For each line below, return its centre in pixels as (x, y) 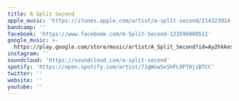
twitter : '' (25, 73)
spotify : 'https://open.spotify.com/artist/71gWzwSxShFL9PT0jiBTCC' (111, 67)
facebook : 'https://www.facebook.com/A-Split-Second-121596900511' (110, 34)
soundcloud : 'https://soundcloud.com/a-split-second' (89, 60)
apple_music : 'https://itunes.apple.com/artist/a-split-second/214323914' (121, 21)
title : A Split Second (41, 14)
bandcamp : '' (27, 27)
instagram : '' (28, 54)
